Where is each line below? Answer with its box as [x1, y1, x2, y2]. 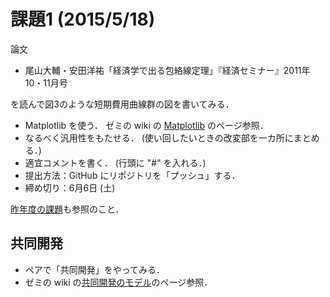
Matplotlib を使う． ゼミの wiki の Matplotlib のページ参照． [24, 119, 269, 131]
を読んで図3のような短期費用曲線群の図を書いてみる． [10, 98, 235, 110]
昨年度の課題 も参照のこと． [10, 203, 125, 215]
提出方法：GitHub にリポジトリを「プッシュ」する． [24, 169, 241, 181]
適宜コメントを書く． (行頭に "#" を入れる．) [24, 156, 207, 169]
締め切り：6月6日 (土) [24, 181, 116, 194]
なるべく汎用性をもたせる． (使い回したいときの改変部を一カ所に [24, 131, 294, 144]
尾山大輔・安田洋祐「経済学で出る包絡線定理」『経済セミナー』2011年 [24, 64, 311, 76]
